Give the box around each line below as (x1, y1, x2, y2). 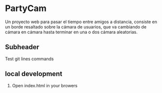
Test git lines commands (5, 56, 54, 62)
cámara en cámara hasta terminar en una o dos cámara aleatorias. (5, 29, 138, 35)
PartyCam (5, 3, 47, 14)
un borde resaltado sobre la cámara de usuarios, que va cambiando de (5, 24, 147, 29)
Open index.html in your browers (12, 82, 78, 88)
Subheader (5, 43, 40, 51)
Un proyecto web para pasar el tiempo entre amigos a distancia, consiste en (5, 19, 158, 25)
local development (5, 70, 63, 78)
